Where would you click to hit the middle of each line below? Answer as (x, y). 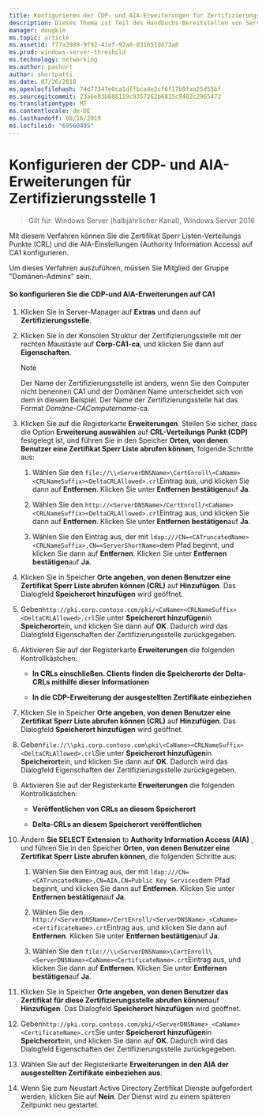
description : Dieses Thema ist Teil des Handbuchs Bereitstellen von (126, 23)
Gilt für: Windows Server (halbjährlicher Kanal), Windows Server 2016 (141, 220)
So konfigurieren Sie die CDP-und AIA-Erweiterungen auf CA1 (112, 294)
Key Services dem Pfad (193, 880)
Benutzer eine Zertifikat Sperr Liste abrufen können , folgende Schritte (137, 448)
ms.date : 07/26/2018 (43, 81)
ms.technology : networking (53, 60)
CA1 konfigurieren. (39, 252)
